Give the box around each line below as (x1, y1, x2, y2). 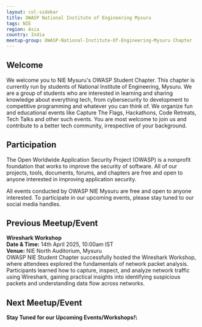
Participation (6, 140, 57, 150)
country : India (6, 32, 45, 38)
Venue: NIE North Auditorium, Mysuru (6, 247, 103, 255)
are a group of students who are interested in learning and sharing (6, 89, 173, 97)
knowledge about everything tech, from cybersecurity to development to (6, 96, 189, 103)
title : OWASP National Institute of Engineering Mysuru (6, 15, 151, 21)
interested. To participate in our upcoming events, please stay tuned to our (6, 194, 194, 201)
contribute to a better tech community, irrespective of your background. (6, 122, 187, 129)
